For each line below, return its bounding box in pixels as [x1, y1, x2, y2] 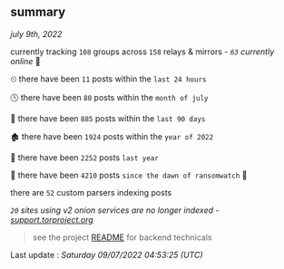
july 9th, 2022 [10, 28, 63, 39]
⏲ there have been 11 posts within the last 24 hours [10, 73, 207, 84]
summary [10, 5, 66, 20]
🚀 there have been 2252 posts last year [10, 151, 160, 163]
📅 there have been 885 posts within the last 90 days [10, 112, 206, 123]
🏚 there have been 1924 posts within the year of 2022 [10, 130, 214, 141]
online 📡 [10, 55, 41, 66]
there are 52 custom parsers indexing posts [10, 187, 172, 197]
